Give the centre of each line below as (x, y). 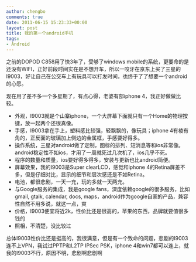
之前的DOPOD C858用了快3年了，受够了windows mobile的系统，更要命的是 (97, 62)
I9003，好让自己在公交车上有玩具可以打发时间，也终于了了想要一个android (97, 76)
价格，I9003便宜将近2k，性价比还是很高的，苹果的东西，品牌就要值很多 (102, 211)
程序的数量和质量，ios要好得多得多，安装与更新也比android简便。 (94, 159)
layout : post (22, 28)
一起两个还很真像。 (53, 123)
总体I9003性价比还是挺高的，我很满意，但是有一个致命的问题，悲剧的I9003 (97, 238)
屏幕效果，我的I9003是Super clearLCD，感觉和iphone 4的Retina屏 (95, 167)
